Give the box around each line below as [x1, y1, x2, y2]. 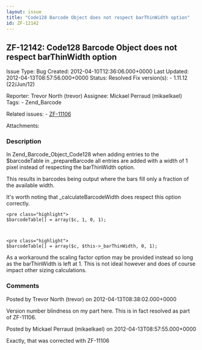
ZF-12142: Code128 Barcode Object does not [6, 42, 177, 52]
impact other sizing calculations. [6, 267, 87, 274]
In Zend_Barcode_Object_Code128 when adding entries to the [6, 151, 160, 158]
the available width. [6, 182, 55, 189]
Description [6, 137, 42, 145]
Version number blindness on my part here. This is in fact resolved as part [6, 307, 190, 314]
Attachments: [6, 122, 40, 130]
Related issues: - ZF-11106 [6, 110, 71, 118]
